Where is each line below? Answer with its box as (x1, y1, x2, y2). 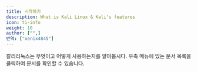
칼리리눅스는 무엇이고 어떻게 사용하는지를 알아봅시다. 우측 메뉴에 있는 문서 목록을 (6, 53, 192, 59)
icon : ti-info (6, 19, 41, 25)
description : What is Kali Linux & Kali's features (6, 14, 135, 20)
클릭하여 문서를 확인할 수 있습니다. (6, 60, 85, 67)
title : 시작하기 (6, 8, 41, 15)
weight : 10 (6, 25, 33, 31)
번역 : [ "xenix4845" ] (6, 36, 54, 42)
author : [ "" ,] (6, 30, 41, 36)
